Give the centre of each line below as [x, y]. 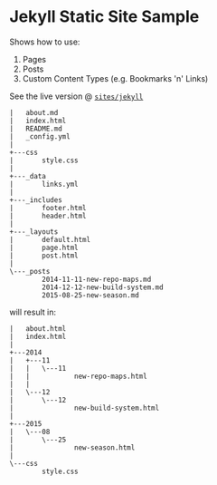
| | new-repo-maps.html [78, 376]
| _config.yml [40, 136]
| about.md [34, 112]
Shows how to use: [45, 42]
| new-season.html [72, 447]
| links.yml [44, 184]
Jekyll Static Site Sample [104, 17]
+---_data [28, 176]
